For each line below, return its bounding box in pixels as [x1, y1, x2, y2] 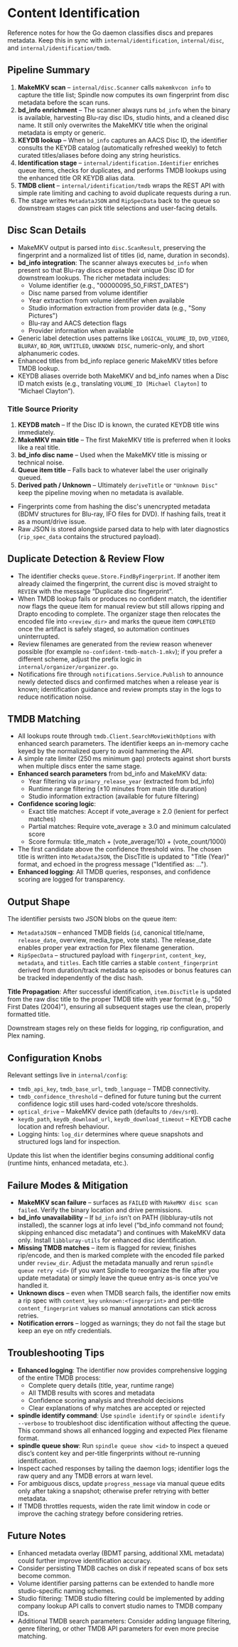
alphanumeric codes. [17, 349, 80, 357]
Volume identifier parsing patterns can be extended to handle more [17, 1579, 215, 1587]
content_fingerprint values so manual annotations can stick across [17, 1303, 217, 1312]
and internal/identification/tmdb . [7, 43, 112, 52]
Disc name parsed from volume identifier [28, 288, 148, 297]
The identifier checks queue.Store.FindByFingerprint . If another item [17, 572, 220, 580]
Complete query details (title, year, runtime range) [28, 1381, 175, 1389]
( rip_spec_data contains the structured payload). [17, 532, 161, 540]
